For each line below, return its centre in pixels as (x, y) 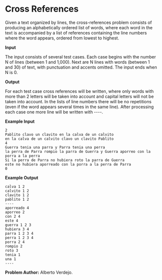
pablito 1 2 (17, 199)
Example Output (22, 177)
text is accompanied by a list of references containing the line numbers (76, 33)
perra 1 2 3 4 (19, 238)
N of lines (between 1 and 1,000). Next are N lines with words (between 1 (78, 62)
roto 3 (12, 250)
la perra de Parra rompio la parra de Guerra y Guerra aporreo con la (78, 151)
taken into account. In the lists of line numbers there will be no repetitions (78, 101)
